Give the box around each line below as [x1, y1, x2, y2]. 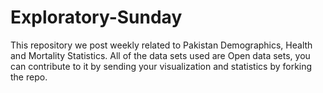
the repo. [10, 71, 48, 83]
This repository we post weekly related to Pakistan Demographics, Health [10, 39, 313, 51]
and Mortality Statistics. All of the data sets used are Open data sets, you [10, 49, 311, 61]
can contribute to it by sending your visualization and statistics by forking [10, 60, 313, 72]
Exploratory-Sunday [10, 6, 183, 29]
